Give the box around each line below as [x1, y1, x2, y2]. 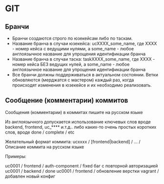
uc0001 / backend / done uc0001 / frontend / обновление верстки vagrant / [5, 168, 159, 174]
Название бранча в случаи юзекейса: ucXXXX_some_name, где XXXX [12, 41, 157, 46]
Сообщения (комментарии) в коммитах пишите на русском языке [5, 109, 143, 115]
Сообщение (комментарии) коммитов [5, 96, 128, 105]
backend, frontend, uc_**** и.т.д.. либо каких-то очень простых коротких [5, 124, 157, 130]
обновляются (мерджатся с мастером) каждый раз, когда [12, 77, 134, 83]
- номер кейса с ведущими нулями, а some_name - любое [12, 46, 134, 51]
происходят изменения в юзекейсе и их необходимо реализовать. [12, 82, 152, 88]
